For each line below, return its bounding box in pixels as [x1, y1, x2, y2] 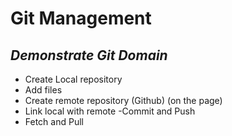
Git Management [10, 7, 152, 30]
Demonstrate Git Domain [10, 47, 168, 64]
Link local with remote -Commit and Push [24, 105, 196, 117]
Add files [24, 84, 63, 96]
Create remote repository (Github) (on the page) [24, 95, 223, 106]
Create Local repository [24, 73, 123, 85]
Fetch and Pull [24, 116, 84, 127]
